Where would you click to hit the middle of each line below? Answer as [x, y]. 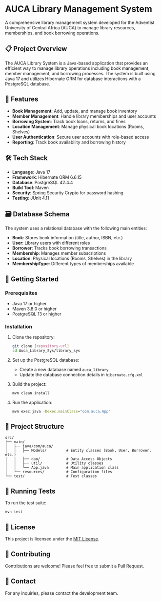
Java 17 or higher [30, 303]
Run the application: [32, 402]
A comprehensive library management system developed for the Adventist [80, 22]
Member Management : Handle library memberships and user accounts [84, 116]
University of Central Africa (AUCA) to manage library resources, [70, 27]
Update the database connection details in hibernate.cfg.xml [81, 374]
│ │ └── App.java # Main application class [62, 468]
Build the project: [29, 384]
